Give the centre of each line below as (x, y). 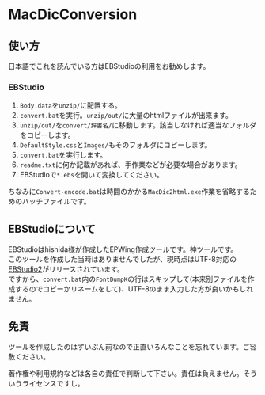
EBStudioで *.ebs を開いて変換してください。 (92, 175)
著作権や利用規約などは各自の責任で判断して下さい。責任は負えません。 (126, 373)
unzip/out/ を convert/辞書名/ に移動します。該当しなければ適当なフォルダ (138, 125)
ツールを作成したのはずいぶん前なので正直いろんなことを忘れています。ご (129, 347)
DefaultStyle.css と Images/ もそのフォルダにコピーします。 (115, 145)
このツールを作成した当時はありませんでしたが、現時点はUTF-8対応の (123, 260)
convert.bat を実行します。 (63, 155)
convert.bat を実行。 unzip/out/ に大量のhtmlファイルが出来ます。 (126, 116)
